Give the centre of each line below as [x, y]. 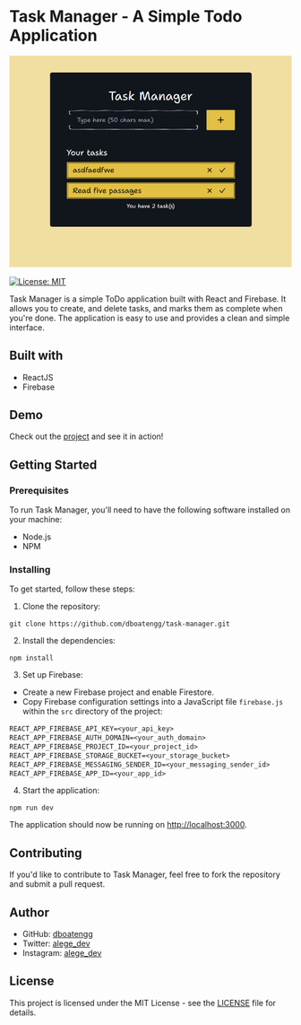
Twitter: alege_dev [56, 943]
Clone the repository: [61, 607]
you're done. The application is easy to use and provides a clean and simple [150, 318]
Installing [30, 569]
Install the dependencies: [69, 641]
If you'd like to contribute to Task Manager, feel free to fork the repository [145, 875]
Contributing [46, 853]
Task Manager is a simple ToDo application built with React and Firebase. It [148, 299]
